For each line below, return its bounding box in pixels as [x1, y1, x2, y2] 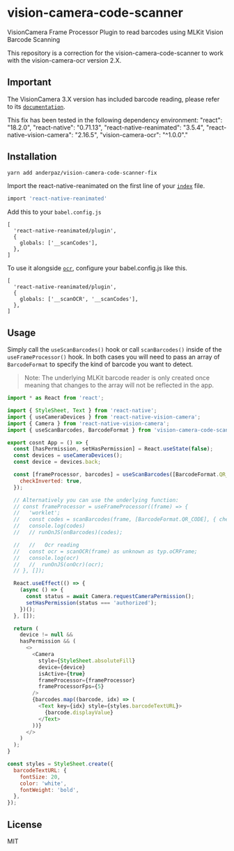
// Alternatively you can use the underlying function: [13, 497, 179, 503]
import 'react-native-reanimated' [7, 195, 108, 203]
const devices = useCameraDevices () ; [13, 452, 123, 459]
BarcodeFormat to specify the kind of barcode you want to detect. [7, 360, 194, 368]
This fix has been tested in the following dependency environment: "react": [7, 116, 223, 124]
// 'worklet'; [13, 510, 61, 517]
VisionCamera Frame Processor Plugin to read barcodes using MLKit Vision [7, 28, 224, 36]
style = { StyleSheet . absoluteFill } [38, 657, 136, 664]
